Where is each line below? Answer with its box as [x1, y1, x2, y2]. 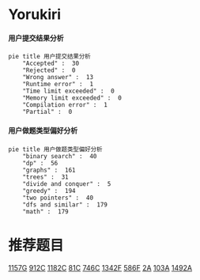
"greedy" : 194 [22, 187, 77, 195]
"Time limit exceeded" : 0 [22, 87, 115, 96]
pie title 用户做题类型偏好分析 [8, 145, 103, 153]
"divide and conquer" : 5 [22, 180, 111, 187]
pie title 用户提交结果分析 [8, 53, 91, 61]
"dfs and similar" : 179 [22, 200, 108, 209]
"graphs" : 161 [22, 166, 77, 174]
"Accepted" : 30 [22, 59, 80, 68]
